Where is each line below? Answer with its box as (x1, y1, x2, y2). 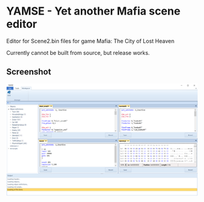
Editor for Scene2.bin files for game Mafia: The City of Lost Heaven (6, 37, 175, 44)
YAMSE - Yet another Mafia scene (6, 4, 181, 18)
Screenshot (6, 67, 52, 77)
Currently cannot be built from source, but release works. (6, 49, 150, 56)
